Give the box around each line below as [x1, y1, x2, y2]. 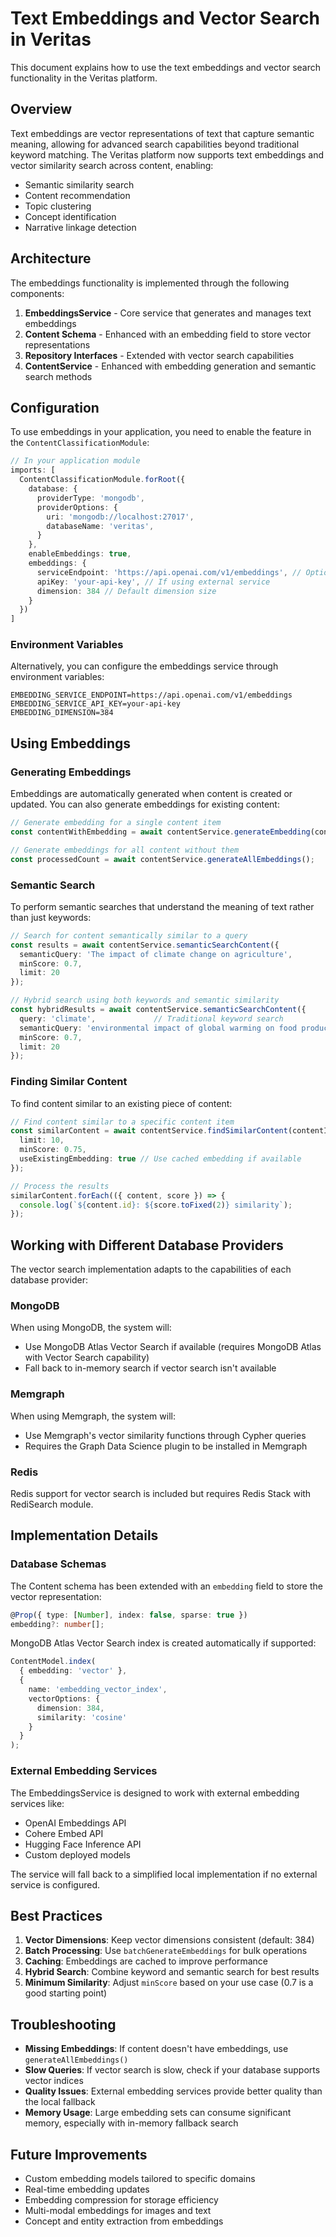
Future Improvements [10, 2146, 148, 2163]
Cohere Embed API [24, 1827, 104, 1839]
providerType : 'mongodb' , [36, 493, 145, 503]
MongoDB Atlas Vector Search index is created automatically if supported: [10, 1637, 317, 1649]
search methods [24, 370, 93, 382]
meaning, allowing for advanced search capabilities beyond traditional [10, 138, 300, 150]
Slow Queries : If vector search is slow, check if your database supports [24, 2064, 321, 2076]
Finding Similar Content [10, 1075, 128, 1089]
